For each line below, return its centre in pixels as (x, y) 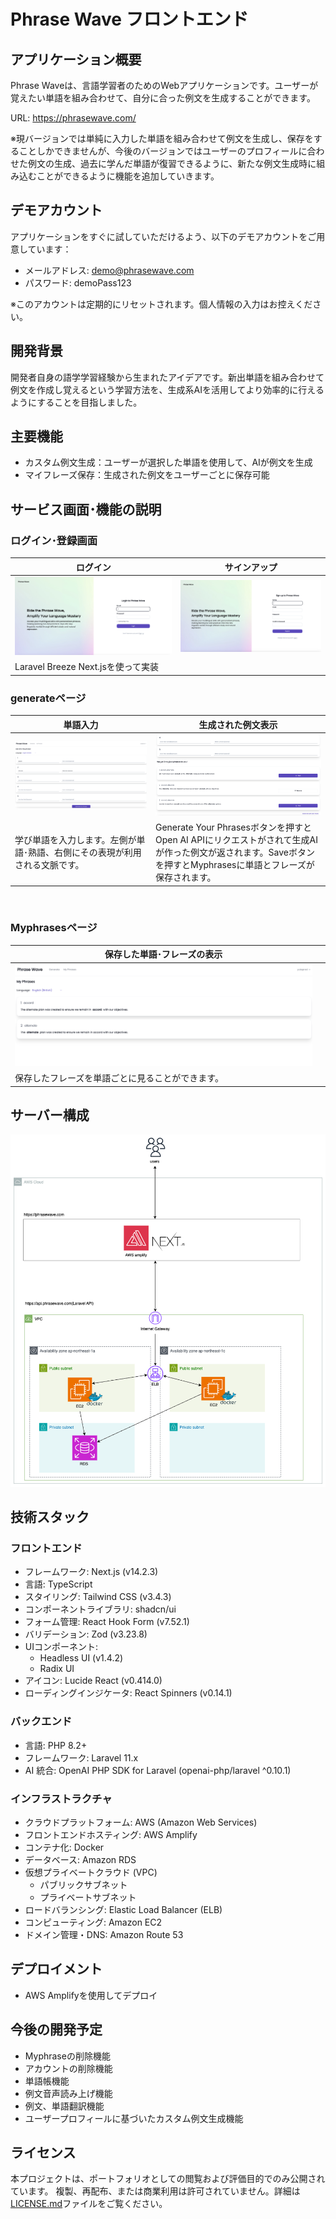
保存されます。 (185, 877)
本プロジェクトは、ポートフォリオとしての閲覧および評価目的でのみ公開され (168, 2179)
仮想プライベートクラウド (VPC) (91, 1872)
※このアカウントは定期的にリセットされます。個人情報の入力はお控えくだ (161, 304)
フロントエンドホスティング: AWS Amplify (111, 1835)
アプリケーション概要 (76, 59)
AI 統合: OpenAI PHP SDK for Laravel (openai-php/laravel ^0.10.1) (158, 1770)
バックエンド (41, 1722)
